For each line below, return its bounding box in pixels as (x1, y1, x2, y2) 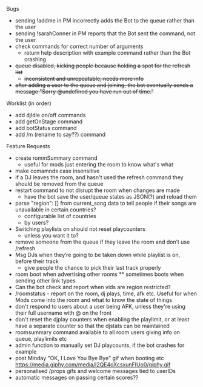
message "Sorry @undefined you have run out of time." (15, 88, 154, 95)
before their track (15, 258, 59, 265)
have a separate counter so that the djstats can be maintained (15, 322, 170, 329)
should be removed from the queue (15, 180, 104, 187)
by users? (24, 219, 49, 226)
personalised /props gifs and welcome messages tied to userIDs (15, 368, 176, 374)
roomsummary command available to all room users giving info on (15, 329, 181, 336)
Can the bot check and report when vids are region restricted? (15, 284, 171, 290)
